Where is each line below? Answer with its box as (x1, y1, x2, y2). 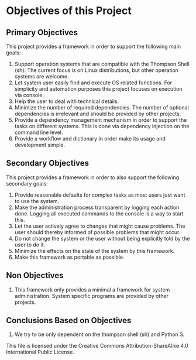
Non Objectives (6, 270, 64, 280)
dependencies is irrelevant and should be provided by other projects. (14, 110, 181, 117)
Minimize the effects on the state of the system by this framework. (14, 247, 175, 254)
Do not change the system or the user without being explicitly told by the (14, 235, 190, 242)
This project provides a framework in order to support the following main (6, 43, 181, 50)
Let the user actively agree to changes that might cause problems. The (14, 222, 185, 229)
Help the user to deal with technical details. (14, 98, 119, 105)
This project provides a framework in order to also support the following (6, 174, 180, 181)
